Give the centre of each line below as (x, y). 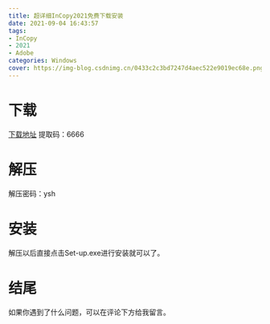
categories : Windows (43, 61)
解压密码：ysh (32, 193)
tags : (17, 31)
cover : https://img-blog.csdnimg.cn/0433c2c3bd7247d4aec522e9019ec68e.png (136, 68)
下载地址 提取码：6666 (46, 134)
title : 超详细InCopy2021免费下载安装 (66, 16)
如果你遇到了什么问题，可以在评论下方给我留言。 (89, 312)
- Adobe (21, 53)
